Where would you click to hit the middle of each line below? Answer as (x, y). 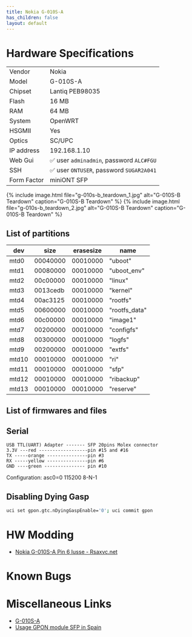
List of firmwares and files (57, 410)
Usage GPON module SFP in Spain (58, 627)
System (20, 121)
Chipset (20, 92)
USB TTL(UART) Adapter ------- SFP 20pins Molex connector (82, 445)
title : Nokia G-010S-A (35, 12)
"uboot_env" (127, 271)
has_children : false (32, 18)
